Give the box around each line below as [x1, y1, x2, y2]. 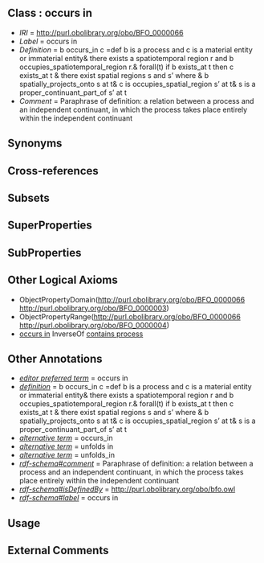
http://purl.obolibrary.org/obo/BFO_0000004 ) [18, 320, 170, 330]
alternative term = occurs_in [18, 434, 113, 443]
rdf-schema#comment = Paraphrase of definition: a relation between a [18, 458, 254, 469]
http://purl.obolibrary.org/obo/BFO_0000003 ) [18, 303, 169, 313]
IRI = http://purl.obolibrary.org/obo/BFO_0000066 [18, 27, 184, 37]
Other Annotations [7, 351, 103, 365]
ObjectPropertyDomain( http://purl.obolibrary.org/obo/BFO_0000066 [18, 294, 246, 304]
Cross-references [7, 164, 100, 178]
